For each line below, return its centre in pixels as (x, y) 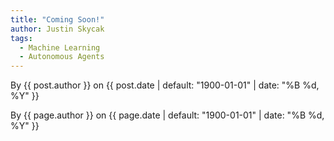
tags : (21, 38)
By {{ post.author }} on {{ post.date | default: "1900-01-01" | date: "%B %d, (165, 85)
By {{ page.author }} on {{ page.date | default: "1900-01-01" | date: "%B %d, (167, 115)
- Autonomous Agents (62, 57)
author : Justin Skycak (57, 29)
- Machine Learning (60, 47)
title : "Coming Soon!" (57, 19)
